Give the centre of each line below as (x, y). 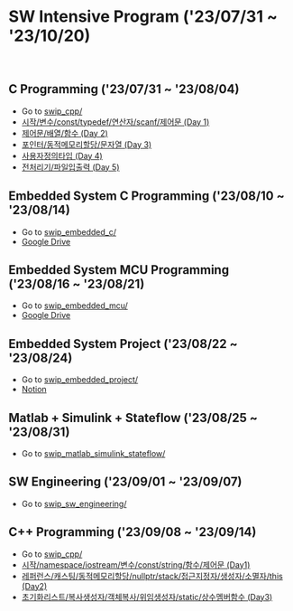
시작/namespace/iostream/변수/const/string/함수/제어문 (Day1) (136, 564)
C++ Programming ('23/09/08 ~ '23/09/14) (133, 532)
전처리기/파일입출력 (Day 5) (70, 167)
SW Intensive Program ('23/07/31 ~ (143, 17)
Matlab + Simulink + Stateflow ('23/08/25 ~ (133, 418)
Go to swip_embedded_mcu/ (74, 305)
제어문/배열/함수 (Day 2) (65, 133)
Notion (34, 390)
